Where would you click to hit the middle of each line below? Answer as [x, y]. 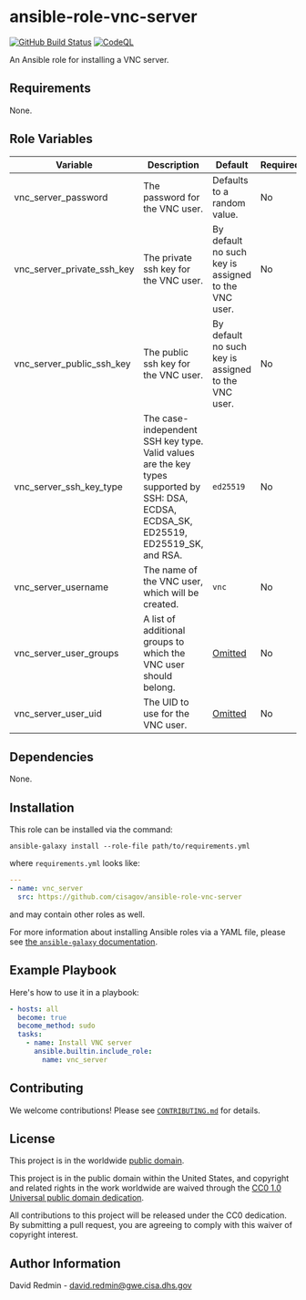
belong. [159, 687]
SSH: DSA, [165, 498]
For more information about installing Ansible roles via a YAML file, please [148, 932]
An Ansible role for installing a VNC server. [89, 59]
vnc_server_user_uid [58, 713]
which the [164, 653]
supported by [172, 487]
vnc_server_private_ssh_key [74, 269]
